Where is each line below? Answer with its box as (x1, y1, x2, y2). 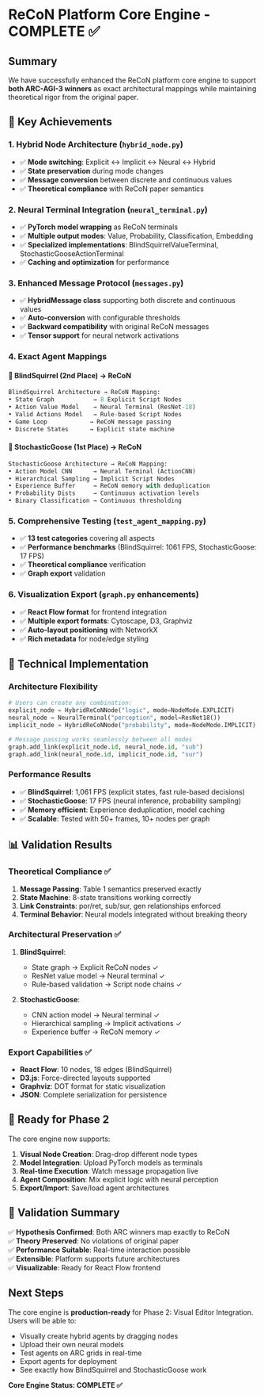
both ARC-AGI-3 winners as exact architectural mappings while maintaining (8, 84, 257, 93)
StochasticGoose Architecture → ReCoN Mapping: (8, 460, 168, 468)
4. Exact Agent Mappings (8, 351, 107, 362)
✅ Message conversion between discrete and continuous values (19, 174, 232, 184)
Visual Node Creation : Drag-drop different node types (19, 1149, 198, 1159)
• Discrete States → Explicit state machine (8, 425, 175, 433)
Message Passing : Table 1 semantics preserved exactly (19, 884, 202, 894)
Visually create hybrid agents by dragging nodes (19, 1331, 179, 1341)
